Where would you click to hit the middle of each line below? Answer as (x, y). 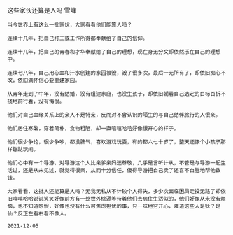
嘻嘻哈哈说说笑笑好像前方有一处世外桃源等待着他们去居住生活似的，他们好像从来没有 (116, 199)
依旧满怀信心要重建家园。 (49, 80)
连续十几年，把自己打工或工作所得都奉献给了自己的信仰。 (78, 38)
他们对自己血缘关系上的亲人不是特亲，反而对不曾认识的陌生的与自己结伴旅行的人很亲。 (114, 115)
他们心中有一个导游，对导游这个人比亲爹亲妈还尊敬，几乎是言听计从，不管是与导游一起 (114, 163)
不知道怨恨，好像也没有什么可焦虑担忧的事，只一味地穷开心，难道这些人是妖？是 (122, 206)
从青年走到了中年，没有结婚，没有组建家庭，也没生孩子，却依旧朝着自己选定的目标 (109, 94)
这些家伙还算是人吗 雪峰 (42, 10)
